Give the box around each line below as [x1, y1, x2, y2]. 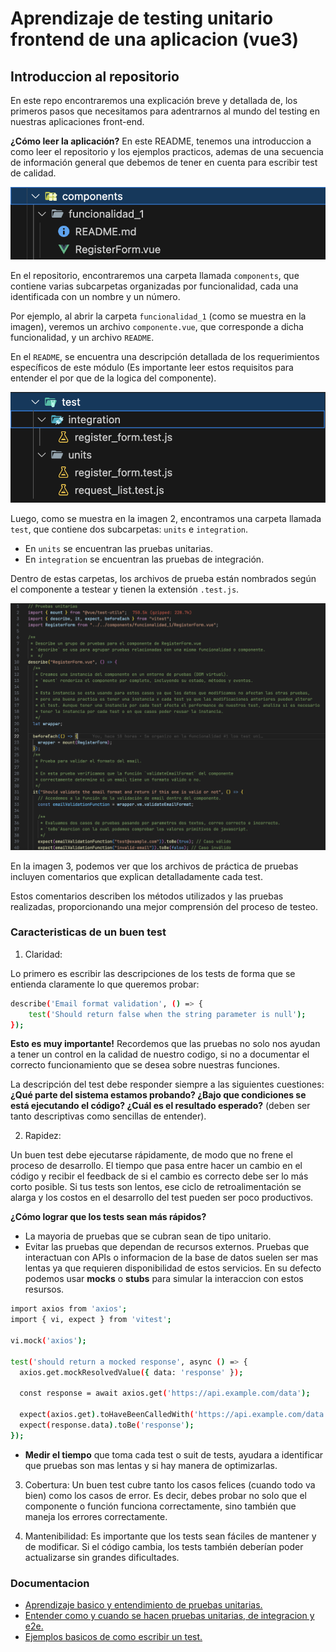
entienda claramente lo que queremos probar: [10, 978, 200, 990]
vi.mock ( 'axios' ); [10, 1336, 87, 1346]
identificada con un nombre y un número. [10, 291, 181, 303]
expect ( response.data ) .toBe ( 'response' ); [19, 1420, 195, 1431]
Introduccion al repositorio [10, 68, 180, 85]
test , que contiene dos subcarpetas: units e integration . [10, 523, 248, 536]
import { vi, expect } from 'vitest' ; [10, 1315, 172, 1325]
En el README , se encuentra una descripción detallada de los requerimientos [10, 351, 320, 363]
